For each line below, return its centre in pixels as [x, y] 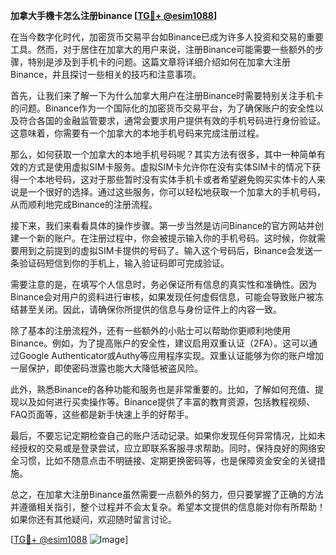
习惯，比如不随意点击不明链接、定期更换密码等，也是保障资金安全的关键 [167, 460]
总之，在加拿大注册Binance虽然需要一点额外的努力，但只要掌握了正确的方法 [167, 494]
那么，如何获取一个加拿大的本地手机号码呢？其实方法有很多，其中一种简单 [163, 154]
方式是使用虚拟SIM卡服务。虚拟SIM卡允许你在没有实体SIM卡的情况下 [170, 167]
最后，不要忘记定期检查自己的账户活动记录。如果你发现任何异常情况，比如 [163, 435]
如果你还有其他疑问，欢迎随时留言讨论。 [93, 519]
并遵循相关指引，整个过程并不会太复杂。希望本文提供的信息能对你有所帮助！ [168, 507]
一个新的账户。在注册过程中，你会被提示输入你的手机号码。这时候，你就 [167, 238]
